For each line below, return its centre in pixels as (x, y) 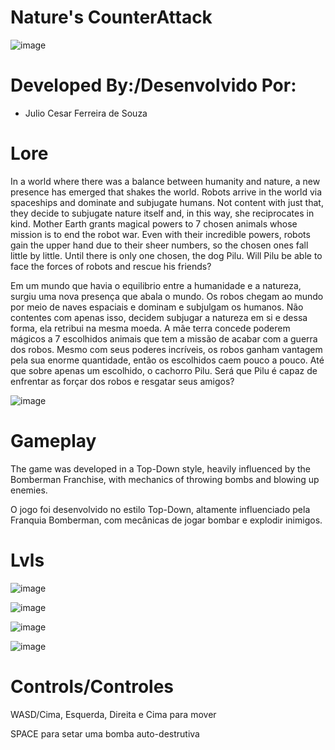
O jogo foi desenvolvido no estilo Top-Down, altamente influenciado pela (160, 509)
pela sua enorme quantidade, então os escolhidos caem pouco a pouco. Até (167, 360)
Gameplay (53, 441)
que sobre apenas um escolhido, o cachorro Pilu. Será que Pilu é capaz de (164, 370)
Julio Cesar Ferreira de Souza (86, 113)
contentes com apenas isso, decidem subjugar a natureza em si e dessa (159, 317)
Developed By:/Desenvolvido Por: (153, 85)
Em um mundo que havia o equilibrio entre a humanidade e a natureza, (156, 285)
